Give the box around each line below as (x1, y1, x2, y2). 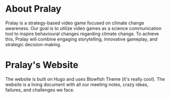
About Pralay (5, 3, 62, 15)
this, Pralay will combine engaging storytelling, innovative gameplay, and (5, 36, 158, 42)
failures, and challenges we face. (5, 87, 75, 93)
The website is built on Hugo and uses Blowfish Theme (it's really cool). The (5, 76, 165, 82)
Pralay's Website (5, 59, 79, 71)
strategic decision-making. (5, 41, 62, 47)
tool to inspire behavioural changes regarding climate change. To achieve (5, 30, 159, 37)
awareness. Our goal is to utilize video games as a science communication (5, 25, 162, 31)
